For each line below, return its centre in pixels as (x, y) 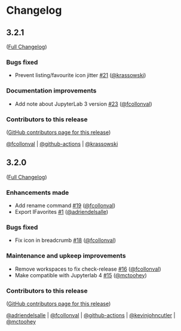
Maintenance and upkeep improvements (66, 256)
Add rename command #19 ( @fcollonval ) (65, 206)
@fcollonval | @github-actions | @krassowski (62, 143)
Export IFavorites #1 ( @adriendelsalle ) (62, 212)
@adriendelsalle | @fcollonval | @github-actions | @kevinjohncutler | (91, 315)
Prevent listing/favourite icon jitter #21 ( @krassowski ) (80, 75)
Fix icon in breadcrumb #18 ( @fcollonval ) (65, 240)
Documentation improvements (51, 91)
